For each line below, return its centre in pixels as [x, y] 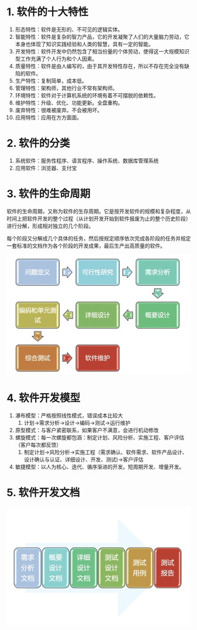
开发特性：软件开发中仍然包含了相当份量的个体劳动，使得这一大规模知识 [102, 51]
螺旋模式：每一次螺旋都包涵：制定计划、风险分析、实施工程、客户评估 [100, 438]
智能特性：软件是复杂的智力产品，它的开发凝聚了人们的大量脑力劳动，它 [102, 36]
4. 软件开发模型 [44, 398]
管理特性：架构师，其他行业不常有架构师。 [66, 88]
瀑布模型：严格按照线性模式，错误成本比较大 [69, 416]
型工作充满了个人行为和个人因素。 [56, 59]
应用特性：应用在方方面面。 [49, 117]
